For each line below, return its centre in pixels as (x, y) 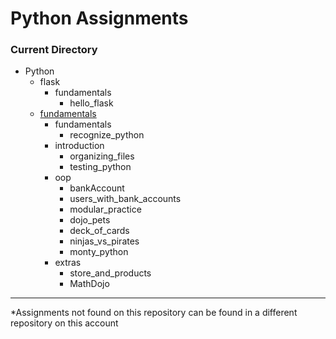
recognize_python (107, 135)
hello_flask (91, 103)
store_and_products (110, 273)
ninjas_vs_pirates (104, 241)
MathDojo (89, 284)
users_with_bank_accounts (125, 199)
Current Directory (54, 50)
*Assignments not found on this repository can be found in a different (154, 313)
